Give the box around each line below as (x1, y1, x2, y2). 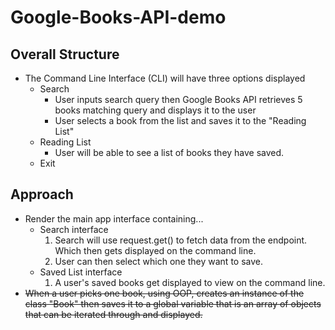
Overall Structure (10, 46, 120, 63)
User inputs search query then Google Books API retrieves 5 (54, 94, 303, 105)
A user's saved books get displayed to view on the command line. (54, 276, 326, 288)
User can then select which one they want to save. (54, 255, 263, 267)
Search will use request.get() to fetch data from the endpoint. (54, 234, 308, 246)
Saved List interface (39, 266, 123, 278)
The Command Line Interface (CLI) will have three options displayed (24, 72, 306, 84)
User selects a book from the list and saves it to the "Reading (54, 115, 307, 126)
